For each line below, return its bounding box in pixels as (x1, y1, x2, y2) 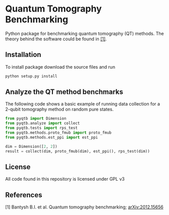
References (5, 190, 42, 199)
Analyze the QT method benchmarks (5, 88, 124, 96)
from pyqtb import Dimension (5, 116, 67, 121)
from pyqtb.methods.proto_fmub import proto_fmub (5, 130, 112, 135)
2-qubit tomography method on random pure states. (5, 106, 114, 113)
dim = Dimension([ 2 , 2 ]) (5, 144, 58, 149)
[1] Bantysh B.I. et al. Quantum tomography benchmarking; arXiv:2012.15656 (5, 204, 164, 210)
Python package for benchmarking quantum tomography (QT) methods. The (5, 30, 164, 36)
